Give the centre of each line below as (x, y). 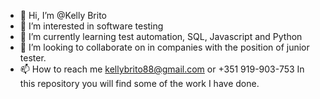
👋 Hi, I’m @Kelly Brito (63, 15)
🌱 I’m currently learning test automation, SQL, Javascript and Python (161, 36)
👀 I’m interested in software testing (91, 26)
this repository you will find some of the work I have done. (139, 83)
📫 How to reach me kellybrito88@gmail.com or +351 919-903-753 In (162, 69)
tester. (33, 58)
